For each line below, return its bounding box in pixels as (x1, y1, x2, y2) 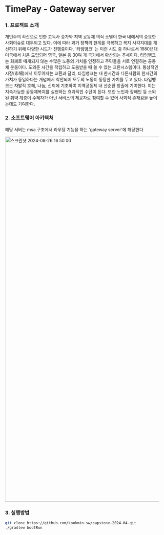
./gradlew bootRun (5, 525, 42, 530)
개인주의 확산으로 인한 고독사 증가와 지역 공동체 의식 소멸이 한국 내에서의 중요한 (5, 34, 156, 40)
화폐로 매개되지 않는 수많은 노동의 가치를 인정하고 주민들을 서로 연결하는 (10, 58, 147, 64)
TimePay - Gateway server (5, 3, 116, 15)
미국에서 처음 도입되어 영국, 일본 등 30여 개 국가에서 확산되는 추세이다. (5, 52, 139, 58)
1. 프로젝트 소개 (5, 22, 39, 29)
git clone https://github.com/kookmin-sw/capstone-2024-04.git (5, 521, 137, 526)
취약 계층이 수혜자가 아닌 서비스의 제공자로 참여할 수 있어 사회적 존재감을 (10, 95, 148, 101)
